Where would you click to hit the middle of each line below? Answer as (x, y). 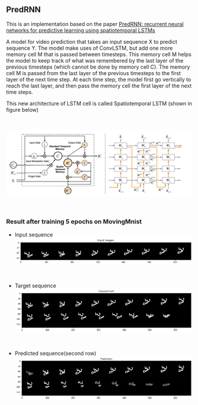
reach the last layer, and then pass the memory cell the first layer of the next (99, 86)
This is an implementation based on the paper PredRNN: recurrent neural (95, 24)
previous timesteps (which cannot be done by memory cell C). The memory (98, 67)
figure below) (22, 109)
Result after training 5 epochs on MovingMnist (74, 222)
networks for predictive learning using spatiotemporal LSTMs (81, 30)
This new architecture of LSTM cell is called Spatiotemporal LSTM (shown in (99, 103)
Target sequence (35, 286)
